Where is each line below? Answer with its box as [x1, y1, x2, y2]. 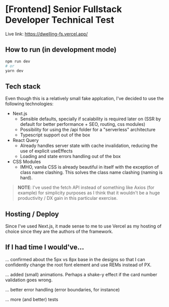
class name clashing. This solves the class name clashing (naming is [20, 170, 163, 176]
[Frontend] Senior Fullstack [5, 4, 122, 15]
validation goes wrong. [5, 277, 53, 283]
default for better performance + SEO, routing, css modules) [20, 121, 145, 127]
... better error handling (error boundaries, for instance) [5, 286, 120, 292]
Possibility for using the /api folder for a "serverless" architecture [20, 127, 155, 133]
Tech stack [5, 82, 41, 91]
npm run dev [5, 59, 30, 64]
